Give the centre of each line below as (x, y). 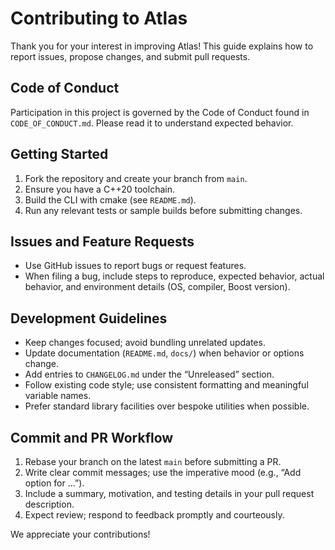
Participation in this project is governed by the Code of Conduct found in (160, 112)
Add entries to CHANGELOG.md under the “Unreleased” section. (149, 374)
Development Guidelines (89, 318)
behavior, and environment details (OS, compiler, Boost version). (157, 287)
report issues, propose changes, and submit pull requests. (130, 56)
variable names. (58, 396)
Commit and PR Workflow (92, 437)
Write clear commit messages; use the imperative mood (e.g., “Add (163, 472)
